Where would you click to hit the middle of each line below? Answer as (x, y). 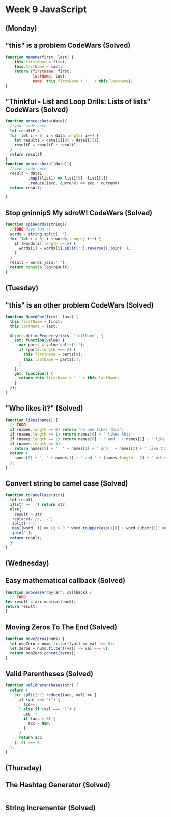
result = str (28, 514)
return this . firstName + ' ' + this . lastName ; (69, 378)
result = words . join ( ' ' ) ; (38, 263)
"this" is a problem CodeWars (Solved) (68, 45)
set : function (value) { (40, 340)
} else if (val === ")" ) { (47, 709)
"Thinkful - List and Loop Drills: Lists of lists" (78, 101)
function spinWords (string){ (36, 225)
